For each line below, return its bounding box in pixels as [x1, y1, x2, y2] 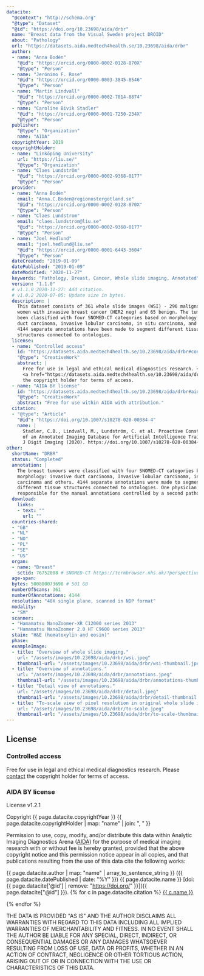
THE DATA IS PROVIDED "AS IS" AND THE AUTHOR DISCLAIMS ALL [6, 912, 177, 920]
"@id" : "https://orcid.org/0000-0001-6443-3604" [17, 247, 143, 253]
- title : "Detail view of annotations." [12, 683, 115, 689]
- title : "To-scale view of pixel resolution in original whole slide [12, 700, 194, 706]
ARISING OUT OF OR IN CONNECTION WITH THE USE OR [6, 958, 152, 965]
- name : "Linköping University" [12, 150, 94, 157]
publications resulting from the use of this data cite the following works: [6, 857, 186, 865]
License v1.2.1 [6, 802, 41, 809]
